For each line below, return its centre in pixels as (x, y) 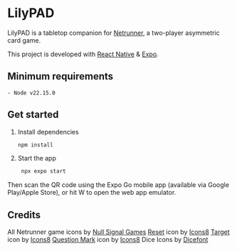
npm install (35, 145)
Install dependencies (48, 132)
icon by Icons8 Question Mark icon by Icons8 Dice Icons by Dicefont (108, 240)
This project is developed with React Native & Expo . (83, 54)
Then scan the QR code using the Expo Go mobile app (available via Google (118, 185)
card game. (24, 40)
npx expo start (43, 171)
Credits (24, 215)
